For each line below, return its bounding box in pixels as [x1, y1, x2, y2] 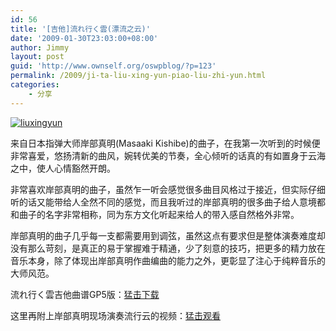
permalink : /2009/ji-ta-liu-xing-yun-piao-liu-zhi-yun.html [10, 71, 267, 81]
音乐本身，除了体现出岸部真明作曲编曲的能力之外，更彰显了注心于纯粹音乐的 [10, 254, 326, 266]
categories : [10, 80, 60, 90]
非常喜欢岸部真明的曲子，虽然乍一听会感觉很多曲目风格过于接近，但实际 [10, 183, 308, 195]
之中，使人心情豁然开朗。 [10, 162, 116, 174]
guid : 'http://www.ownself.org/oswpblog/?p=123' [10, 61, 217, 71]
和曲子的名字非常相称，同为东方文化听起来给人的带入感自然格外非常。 [10, 208, 300, 220]
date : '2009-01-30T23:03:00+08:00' [10, 33, 159, 43]
